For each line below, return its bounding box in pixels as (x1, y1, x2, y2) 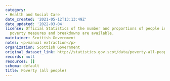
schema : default (5, 63, 39, 68)
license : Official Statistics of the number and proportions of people (5, 26, 159, 31)
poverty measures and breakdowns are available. (10, 31, 114, 36)
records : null (5, 54, 35, 59)
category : (5, 7, 26, 13)
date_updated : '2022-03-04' (5, 21, 65, 27)
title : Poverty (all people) (5, 68, 67, 73)
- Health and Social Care (5, 12, 60, 17)
